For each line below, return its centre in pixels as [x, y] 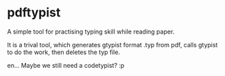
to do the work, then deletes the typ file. [64, 52]
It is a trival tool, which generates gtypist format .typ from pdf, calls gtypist [113, 45]
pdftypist [34, 13]
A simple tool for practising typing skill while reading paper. [91, 31]
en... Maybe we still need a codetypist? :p [66, 65]
